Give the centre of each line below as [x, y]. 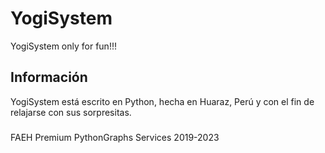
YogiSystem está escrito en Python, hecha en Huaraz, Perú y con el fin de [162, 101]
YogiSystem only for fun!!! [63, 46]
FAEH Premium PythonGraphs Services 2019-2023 [115, 137]
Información [49, 77]
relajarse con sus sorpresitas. [71, 112]
